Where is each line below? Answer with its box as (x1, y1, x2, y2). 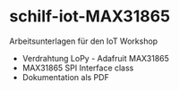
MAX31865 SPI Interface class (21, 62, 134, 73)
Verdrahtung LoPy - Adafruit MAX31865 (21, 53, 170, 63)
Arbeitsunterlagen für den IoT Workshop (9, 36, 158, 46)
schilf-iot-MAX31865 (9, 6, 171, 27)
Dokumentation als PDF (21, 71, 109, 82)
